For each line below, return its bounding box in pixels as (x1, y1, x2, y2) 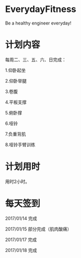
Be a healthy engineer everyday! (5, 20, 72, 26)
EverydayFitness (5, 3, 77, 15)
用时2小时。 (5, 178, 30, 184)
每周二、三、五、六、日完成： (5, 56, 66, 62)
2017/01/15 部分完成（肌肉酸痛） (5, 226, 72, 232)
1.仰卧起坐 (5, 67, 26, 73)
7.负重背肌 (5, 131, 26, 137)
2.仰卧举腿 (5, 77, 27, 83)
